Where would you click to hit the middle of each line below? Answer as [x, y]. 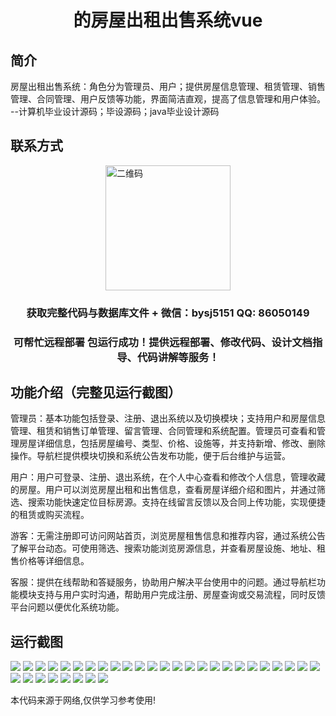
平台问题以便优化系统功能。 [67, 607]
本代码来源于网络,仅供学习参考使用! [83, 700]
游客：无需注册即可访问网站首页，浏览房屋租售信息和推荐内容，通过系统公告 [168, 536]
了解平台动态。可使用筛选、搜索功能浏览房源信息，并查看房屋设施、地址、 [163, 548]
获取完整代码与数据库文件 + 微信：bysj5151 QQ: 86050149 [168, 313]
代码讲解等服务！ [178, 357]
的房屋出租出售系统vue [168, 20]
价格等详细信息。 [54, 561]
